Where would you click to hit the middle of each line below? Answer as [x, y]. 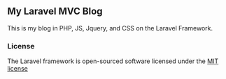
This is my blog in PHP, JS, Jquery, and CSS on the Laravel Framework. [110, 28]
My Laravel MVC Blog [55, 11]
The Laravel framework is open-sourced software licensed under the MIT [113, 61]
